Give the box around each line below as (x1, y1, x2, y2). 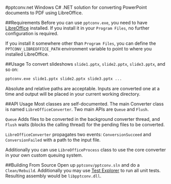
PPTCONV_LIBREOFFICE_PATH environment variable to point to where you (5, 46, 152, 51)
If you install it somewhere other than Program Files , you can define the (5, 40, 156, 46)
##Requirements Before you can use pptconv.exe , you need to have (5, 20, 148, 25)
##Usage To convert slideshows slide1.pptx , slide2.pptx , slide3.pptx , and (5, 61, 165, 67)
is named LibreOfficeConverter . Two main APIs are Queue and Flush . (5, 106, 149, 112)
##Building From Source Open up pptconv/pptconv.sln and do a (5, 162, 140, 168)
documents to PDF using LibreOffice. (5, 10, 83, 16)
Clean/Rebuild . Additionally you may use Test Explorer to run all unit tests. (5, 167, 161, 173)
